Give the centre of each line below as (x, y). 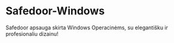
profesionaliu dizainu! (32, 33)
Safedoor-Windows (55, 11)
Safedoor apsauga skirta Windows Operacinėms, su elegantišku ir (87, 27)
